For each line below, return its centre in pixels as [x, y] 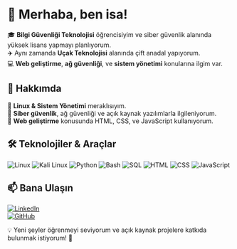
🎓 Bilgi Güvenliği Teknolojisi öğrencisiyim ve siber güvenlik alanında [110, 34]
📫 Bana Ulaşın [40, 188]
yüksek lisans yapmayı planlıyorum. [59, 45]
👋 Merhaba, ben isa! [68, 15]
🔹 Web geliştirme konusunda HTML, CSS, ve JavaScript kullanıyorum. [110, 121]
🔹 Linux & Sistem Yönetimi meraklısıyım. [67, 105]
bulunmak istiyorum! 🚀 [40, 238]
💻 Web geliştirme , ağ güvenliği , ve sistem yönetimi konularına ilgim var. [115, 63]
